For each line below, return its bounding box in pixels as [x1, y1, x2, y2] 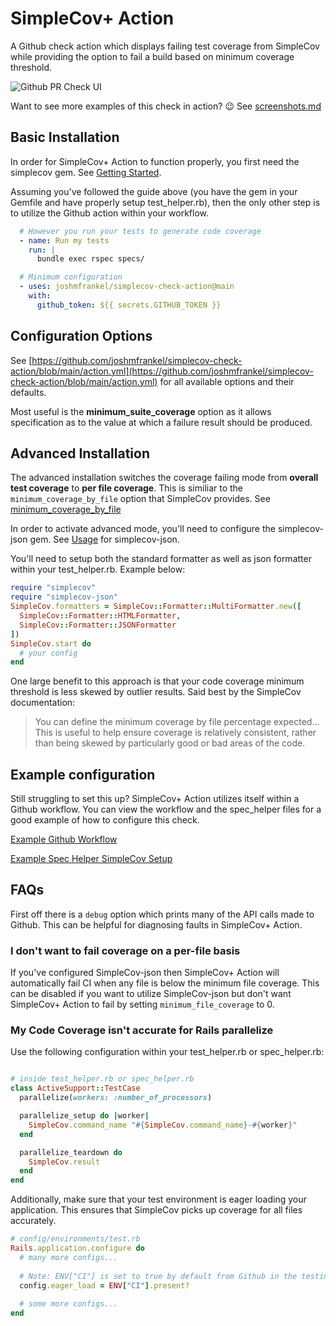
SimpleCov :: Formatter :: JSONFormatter [19, 620, 177, 630]
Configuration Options [10, 328, 153, 345]
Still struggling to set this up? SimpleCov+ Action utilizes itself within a [10, 793, 300, 805]
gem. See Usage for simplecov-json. [29, 533, 180, 546]
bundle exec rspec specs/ [36, 254, 145, 264]
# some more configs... [19, 1299, 118, 1309]
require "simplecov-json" [10, 592, 118, 602]
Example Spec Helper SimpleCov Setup [10, 853, 173, 865]
